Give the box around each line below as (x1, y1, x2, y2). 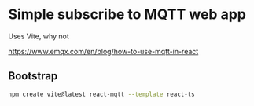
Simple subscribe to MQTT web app (8, 5, 246, 24)
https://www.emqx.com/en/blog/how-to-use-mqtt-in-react (8, 46, 199, 56)
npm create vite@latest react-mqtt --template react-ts (8, 90, 195, 98)
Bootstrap (8, 69, 58, 83)
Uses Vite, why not (8, 31, 69, 41)
